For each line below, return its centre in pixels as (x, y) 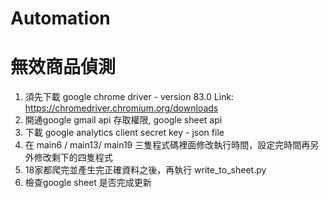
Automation (60, 18)
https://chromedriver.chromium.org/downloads (121, 108)
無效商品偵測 (63, 67)
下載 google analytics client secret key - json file (124, 133)
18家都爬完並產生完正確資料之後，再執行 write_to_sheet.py (145, 170)
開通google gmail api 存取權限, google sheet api (123, 120)
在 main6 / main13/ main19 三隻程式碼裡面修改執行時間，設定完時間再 (167, 145)
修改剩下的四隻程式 (73, 158)
